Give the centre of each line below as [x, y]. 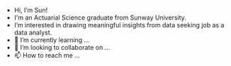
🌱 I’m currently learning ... [52, 40]
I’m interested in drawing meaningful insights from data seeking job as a [119, 25]
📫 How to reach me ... [47, 55]
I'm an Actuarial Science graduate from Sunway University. [100, 18]
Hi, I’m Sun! [31, 10]
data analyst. [33, 32]
